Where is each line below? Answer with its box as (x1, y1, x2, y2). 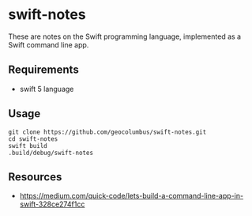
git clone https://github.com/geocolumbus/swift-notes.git (8, 128, 207, 136)
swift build (8, 142, 47, 150)
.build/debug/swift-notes (8, 149, 93, 157)
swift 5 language (19, 84, 74, 93)
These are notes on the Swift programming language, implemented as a (8, 32, 242, 41)
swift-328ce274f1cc (19, 199, 85, 209)
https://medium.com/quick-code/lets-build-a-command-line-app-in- (19, 191, 243, 201)
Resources (8, 170, 62, 184)
